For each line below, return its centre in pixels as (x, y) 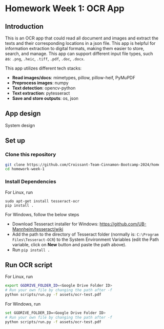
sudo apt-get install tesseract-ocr (42, 201)
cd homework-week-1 (25, 169)
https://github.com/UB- (123, 224)
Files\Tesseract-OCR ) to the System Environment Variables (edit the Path (85, 239)
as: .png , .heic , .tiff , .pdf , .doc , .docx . (45, 59)
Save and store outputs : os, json (45, 98)
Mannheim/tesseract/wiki (38, 229)
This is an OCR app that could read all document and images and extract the (82, 38)
